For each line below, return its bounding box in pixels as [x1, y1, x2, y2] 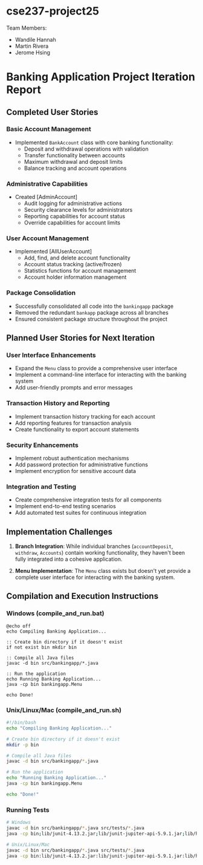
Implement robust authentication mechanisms [14, 454, 129, 462]
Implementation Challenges [6, 526, 113, 537]
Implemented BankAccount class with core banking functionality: [14, 139, 174, 146]
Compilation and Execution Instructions [6, 591, 159, 601]
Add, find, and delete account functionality [24, 254, 131, 261]
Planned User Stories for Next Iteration [6, 333, 155, 343]
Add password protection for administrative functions [14, 461, 148, 468]
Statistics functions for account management [24, 267, 137, 275]
